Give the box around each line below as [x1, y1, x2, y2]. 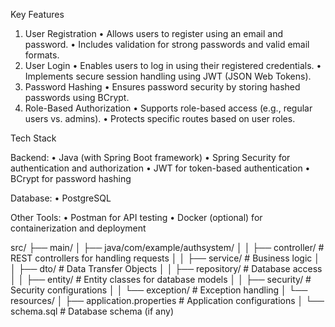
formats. [24, 49, 60, 61]
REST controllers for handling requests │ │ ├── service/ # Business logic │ [10, 252, 320, 264]
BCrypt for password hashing [10, 173, 132, 184]
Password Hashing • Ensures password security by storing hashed [24, 81, 301, 93]
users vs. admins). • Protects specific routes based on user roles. [24, 113, 296, 124]
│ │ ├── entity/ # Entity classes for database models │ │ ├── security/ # [10, 274, 312, 285]
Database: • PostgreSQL [10, 192, 112, 204]
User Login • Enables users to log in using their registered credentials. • [24, 60, 322, 71]
